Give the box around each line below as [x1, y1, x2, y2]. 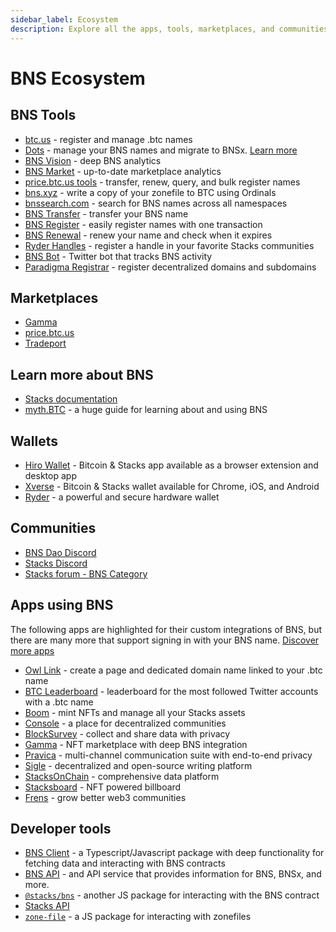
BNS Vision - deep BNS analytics [24, 154, 162, 166]
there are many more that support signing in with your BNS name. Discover [10, 634, 320, 646]
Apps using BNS [10, 597, 114, 614]
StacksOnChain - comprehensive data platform [24, 770, 220, 782]
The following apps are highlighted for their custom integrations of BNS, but [10, 623, 323, 635]
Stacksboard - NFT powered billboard [24, 781, 182, 793]
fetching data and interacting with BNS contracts [24, 857, 226, 870]
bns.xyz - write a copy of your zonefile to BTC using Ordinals [24, 186, 277, 198]
